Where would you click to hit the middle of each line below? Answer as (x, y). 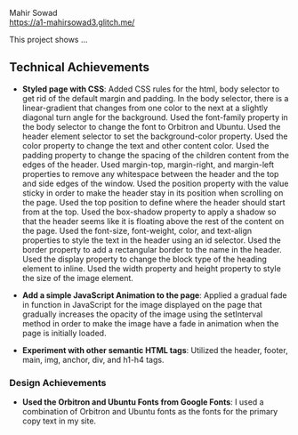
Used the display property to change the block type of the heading (144, 259)
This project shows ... (48, 40)
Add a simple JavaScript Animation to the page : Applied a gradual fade (154, 295)
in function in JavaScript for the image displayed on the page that (142, 304)
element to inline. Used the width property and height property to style (152, 268)
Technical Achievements (79, 67)
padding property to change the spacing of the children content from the (155, 155)
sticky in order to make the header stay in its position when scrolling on (153, 193)
